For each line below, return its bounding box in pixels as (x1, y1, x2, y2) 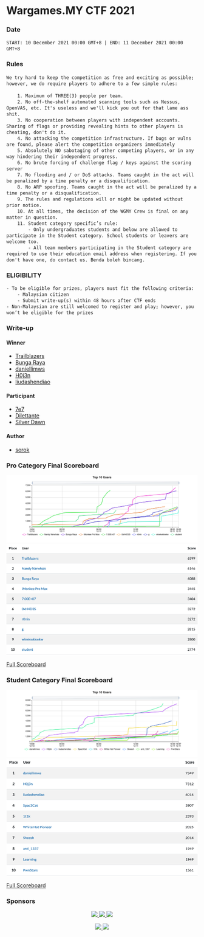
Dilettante (15, 412, 39, 419)
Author (6, 433, 25, 439)
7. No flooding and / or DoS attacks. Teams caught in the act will (17, 171, 194, 178)
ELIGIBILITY (6, 271, 42, 280)
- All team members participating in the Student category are (28, 244, 191, 251)
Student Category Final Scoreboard (6, 676, 114, 684)
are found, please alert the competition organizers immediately (6, 141, 175, 148)
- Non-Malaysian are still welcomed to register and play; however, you (6, 304, 194, 310)
